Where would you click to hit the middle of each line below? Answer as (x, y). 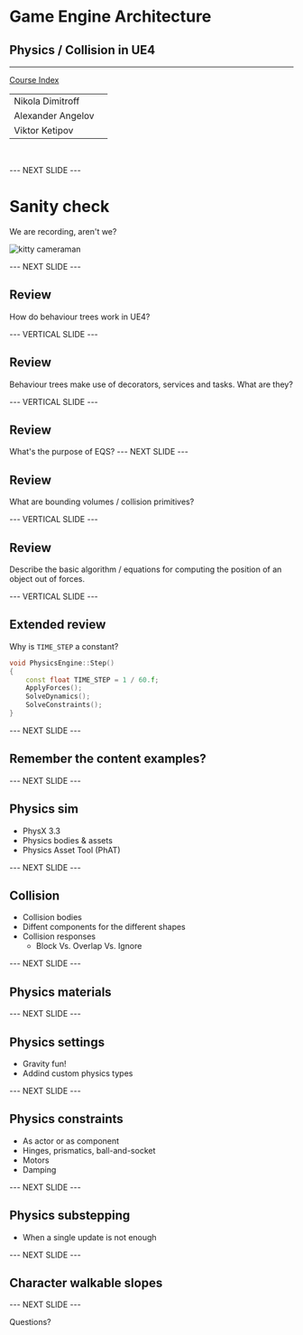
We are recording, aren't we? (63, 231)
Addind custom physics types (78, 1073)
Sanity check (60, 207)
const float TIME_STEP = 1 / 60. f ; (92, 680)
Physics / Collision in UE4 (83, 50)
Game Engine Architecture (110, 17)
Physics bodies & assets (67, 840)
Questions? (30, 1322)
